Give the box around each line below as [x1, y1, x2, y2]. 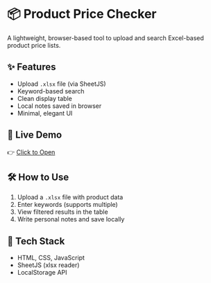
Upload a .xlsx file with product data [17, 193, 124, 201]
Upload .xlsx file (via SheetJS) [17, 80, 106, 88]
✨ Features [7, 61, 56, 73]
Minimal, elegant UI [17, 109, 73, 117]
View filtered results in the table [17, 208, 109, 216]
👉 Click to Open [7, 147, 56, 156]
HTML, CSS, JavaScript [17, 254, 85, 262]
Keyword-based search [17, 86, 85, 95]
